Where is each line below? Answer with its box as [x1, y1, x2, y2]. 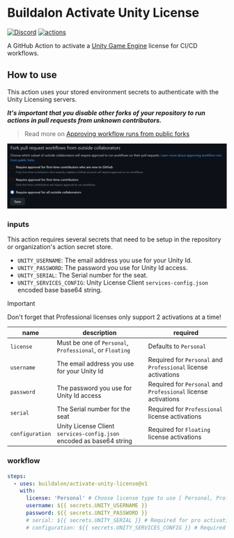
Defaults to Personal [148, 342, 207, 350]
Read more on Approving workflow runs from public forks [24, 129, 190, 137]
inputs [7, 219, 30, 229]
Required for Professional [148, 405, 223, 413]
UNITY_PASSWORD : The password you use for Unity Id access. [17, 264, 188, 272]
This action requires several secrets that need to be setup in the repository [7, 235, 221, 244]
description [82, 328, 117, 336]
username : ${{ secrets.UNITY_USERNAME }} [25, 502, 148, 509]
